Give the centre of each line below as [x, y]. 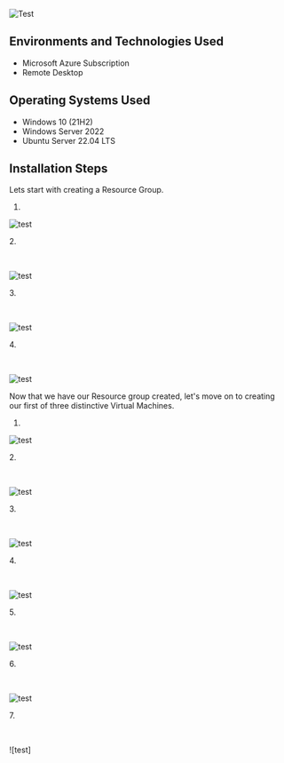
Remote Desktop [52, 72]
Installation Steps [59, 169]
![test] [20, 750]
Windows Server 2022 [63, 131]
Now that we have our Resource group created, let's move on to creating [142, 396]
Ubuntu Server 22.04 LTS [68, 140]
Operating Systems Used [80, 101]
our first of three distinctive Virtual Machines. [92, 406]
